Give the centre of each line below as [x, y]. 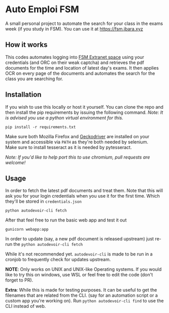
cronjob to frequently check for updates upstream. [58, 260]
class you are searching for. [34, 79]
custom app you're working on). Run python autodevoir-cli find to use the [84, 301]
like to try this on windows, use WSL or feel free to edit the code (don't [79, 275]
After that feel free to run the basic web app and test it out [66, 220]
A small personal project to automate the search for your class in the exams [84, 23]
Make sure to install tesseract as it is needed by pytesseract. [69, 147]
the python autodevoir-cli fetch [48, 244]
